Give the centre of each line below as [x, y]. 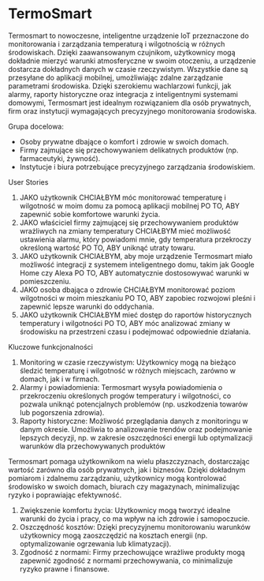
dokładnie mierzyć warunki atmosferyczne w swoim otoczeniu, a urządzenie [132, 61]
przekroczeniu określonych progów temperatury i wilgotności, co [125, 395]
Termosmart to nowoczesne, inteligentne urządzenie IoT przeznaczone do [129, 36]
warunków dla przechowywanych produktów [92, 446]
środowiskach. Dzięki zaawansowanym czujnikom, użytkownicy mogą [122, 52]
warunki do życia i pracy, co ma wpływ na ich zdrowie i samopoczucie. [134, 519]
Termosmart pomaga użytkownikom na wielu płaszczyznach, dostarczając [129, 461]
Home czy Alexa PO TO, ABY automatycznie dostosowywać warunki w [134, 272]
